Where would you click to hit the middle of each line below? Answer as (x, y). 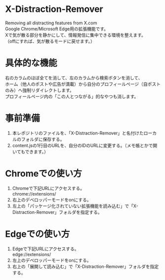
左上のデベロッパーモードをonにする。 (52, 260)
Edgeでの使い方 (38, 234)
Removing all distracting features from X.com (51, 23)
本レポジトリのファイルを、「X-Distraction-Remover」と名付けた (78, 133)
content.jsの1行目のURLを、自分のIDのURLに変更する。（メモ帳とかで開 (84, 145)
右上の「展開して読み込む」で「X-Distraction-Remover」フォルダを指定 (85, 266)
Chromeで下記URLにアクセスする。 (48, 188)
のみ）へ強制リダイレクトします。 (40, 90)
